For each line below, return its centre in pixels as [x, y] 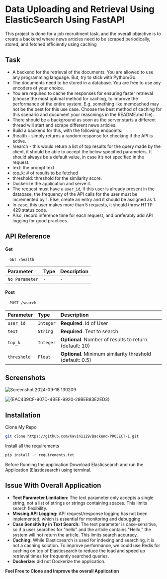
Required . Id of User [84, 323]
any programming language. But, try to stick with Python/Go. [74, 77]
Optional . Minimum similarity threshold [106, 354]
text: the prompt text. [34, 167]
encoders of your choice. [38, 88]
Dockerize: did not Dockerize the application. [59, 561]
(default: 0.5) [76, 360]
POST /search [23, 303]
